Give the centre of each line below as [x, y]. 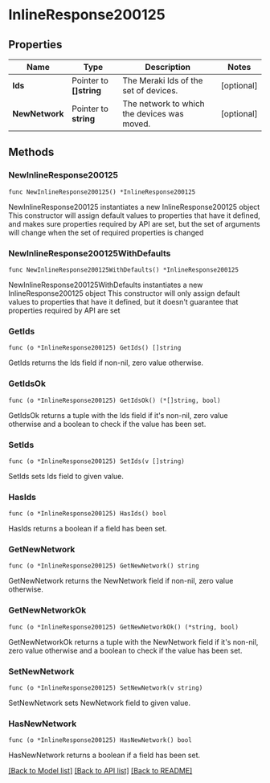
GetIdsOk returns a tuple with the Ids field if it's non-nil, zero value [118, 415]
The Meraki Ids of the [163, 80]
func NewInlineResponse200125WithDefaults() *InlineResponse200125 [124, 270]
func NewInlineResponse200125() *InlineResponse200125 [102, 192]
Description [168, 67]
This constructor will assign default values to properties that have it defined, [135, 215]
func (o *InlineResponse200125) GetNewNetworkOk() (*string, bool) [124, 627]
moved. [137, 124]
